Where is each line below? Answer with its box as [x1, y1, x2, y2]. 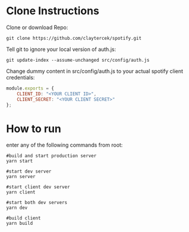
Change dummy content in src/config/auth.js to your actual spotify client [6, 67, 184, 75]
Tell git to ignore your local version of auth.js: [6, 46, 117, 53]
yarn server [6, 174, 36, 180]
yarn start [6, 158, 33, 164]
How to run [6, 122, 62, 135]
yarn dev [6, 205, 28, 211]
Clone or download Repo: [6, 24, 68, 31]
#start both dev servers [6, 200, 68, 206]
